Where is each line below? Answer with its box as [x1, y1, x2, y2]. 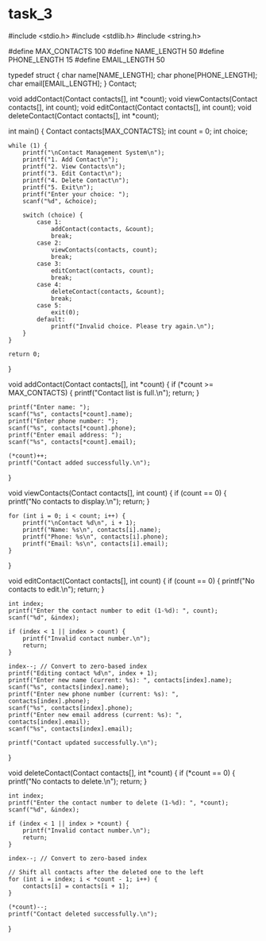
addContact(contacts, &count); [50, 225, 155, 233]
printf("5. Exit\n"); [22, 183, 94, 191]
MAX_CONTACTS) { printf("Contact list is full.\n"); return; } [8, 388, 200, 397]
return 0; [8, 350, 41, 358]
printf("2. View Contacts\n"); [22, 162, 126, 171]
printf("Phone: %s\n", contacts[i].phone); [22, 533, 169, 541]
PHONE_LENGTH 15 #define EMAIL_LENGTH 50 [8, 55, 165, 64]
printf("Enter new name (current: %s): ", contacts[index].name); [8, 676, 233, 684]
